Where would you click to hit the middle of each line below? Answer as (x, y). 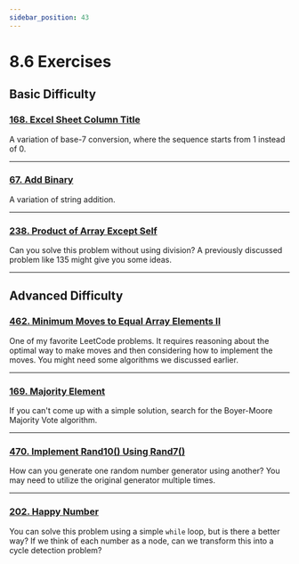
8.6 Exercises (61, 61)
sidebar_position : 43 (49, 17)
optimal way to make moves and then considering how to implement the (141, 350)
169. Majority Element (57, 391)
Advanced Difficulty (66, 296)
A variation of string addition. (62, 199)
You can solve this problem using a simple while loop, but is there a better (145, 531)
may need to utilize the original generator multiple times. (113, 480)
